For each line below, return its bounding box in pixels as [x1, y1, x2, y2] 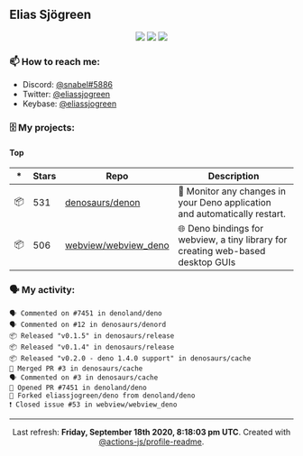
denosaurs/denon [64, 196, 141, 209]
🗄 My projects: [9, 122, 75, 134]
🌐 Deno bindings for [178, 223, 264, 235]
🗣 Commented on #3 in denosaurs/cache [9, 373, 159, 382]
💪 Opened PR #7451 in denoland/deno [9, 383, 147, 392]
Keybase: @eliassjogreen [22, 98, 117, 109]
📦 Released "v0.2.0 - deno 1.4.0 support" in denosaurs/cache [9, 353, 252, 363]
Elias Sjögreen [9, 7, 92, 23]
